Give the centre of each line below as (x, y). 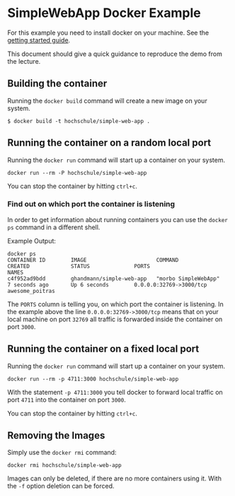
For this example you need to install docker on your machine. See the (108, 33)
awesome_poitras (31, 291)
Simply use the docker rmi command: (62, 452)
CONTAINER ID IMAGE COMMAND (93, 260)
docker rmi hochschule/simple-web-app (64, 466)
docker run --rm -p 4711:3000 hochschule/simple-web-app (93, 379)
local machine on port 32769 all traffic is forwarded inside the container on (115, 319)
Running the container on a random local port (109, 143)
